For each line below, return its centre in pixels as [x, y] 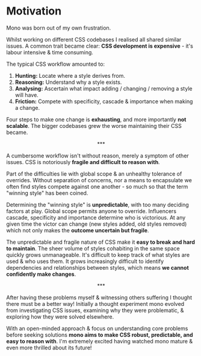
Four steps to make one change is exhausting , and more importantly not [96, 119]
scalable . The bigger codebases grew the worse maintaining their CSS [94, 126]
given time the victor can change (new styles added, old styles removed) [97, 224]
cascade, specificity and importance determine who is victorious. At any [96, 217]
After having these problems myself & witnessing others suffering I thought [99, 297]
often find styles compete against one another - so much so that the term [97, 186]
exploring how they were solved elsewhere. [60, 316]
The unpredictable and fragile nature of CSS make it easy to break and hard [101, 242]
